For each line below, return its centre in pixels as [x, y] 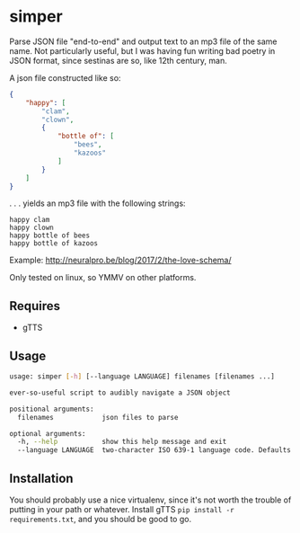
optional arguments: [48, 433]
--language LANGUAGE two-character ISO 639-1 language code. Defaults [154, 450]
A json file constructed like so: [65, 77]
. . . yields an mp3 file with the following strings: [97, 203]
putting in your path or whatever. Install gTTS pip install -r [122, 509]
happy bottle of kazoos [54, 244]
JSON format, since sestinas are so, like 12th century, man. [118, 60]
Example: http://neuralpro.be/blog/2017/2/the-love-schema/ [120, 260]
